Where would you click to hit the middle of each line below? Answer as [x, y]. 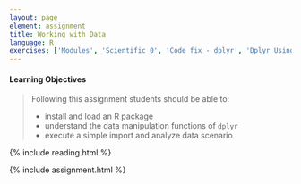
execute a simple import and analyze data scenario [138, 136]
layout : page [34, 17]
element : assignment [48, 26]
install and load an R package [99, 116]
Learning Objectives [48, 79]
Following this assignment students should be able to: [130, 99]
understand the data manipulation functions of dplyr [142, 126]
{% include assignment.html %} [68, 170]
